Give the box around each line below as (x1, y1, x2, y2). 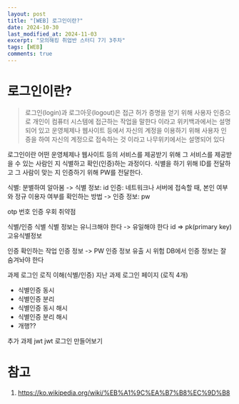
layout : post (7, 10, 46, 18)
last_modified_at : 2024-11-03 (7, 30, 98, 38)
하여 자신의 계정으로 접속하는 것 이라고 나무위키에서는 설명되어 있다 (38, 135, 225, 143)
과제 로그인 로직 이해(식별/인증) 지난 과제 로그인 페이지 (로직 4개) (7, 271, 188, 279)
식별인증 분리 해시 (17, 312, 68, 321)
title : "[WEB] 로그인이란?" (7, 17, 83, 24)
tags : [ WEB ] (7, 44, 43, 51)
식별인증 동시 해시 (17, 303, 68, 312)
